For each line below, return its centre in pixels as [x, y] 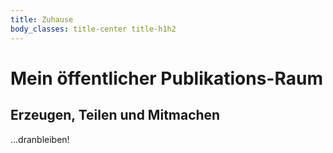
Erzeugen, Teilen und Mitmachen [115, 115]
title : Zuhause [42, 19]
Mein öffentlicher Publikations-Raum [166, 78]
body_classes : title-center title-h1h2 [93, 29]
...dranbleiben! [40, 139]
